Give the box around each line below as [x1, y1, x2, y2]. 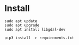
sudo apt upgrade [4, 22, 40, 28]
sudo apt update [4, 19, 37, 23]
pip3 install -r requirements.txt [4, 35, 75, 40]
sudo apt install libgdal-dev [4, 27, 66, 32]
